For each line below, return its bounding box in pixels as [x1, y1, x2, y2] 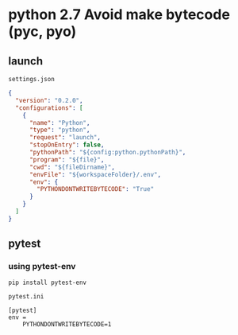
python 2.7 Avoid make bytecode [8, 6, 230, 24]
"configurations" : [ [15, 103, 83, 112]
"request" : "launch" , [29, 134, 102, 142]
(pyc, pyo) [8, 22, 77, 41]
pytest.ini [8, 293, 44, 301]
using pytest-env [8, 261, 76, 272]
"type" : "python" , [29, 126, 90, 134]
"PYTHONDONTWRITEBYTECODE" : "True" [36, 185, 155, 193]
